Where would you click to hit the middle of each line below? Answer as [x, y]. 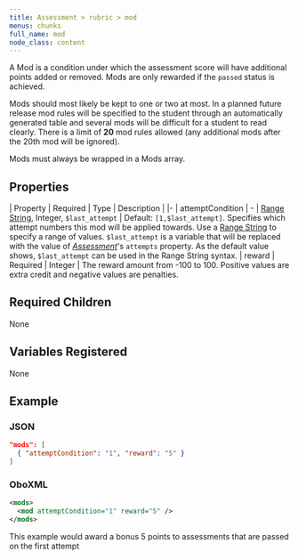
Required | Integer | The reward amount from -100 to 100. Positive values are [149, 265]
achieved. [27, 86]
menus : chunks [36, 26]
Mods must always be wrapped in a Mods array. [97, 159]
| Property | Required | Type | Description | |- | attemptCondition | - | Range [147, 208]
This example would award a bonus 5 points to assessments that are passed [149, 536]
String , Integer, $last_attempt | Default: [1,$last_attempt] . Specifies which [148, 218]
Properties [39, 187]
